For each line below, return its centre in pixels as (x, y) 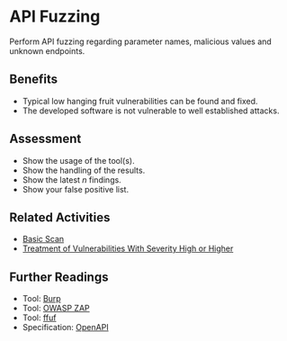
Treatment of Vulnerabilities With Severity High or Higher (128, 248)
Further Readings (59, 277)
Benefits (34, 80)
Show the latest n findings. (72, 179)
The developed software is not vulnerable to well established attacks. (151, 111)
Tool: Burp (41, 299)
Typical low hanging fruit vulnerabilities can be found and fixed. (140, 101)
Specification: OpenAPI (66, 328)
